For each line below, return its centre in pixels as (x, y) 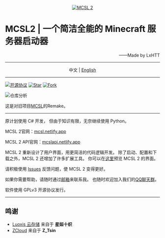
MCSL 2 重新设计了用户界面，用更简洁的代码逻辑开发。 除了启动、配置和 (79, 152)
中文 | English (82, 70)
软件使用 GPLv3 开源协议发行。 (37, 190)
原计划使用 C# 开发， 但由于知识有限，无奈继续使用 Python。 (67, 121)
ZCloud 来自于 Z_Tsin (34, 230)
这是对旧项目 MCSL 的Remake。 (37, 106)
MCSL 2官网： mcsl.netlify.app (36, 131)
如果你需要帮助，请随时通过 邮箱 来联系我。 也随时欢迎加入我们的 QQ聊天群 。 (82, 179)
